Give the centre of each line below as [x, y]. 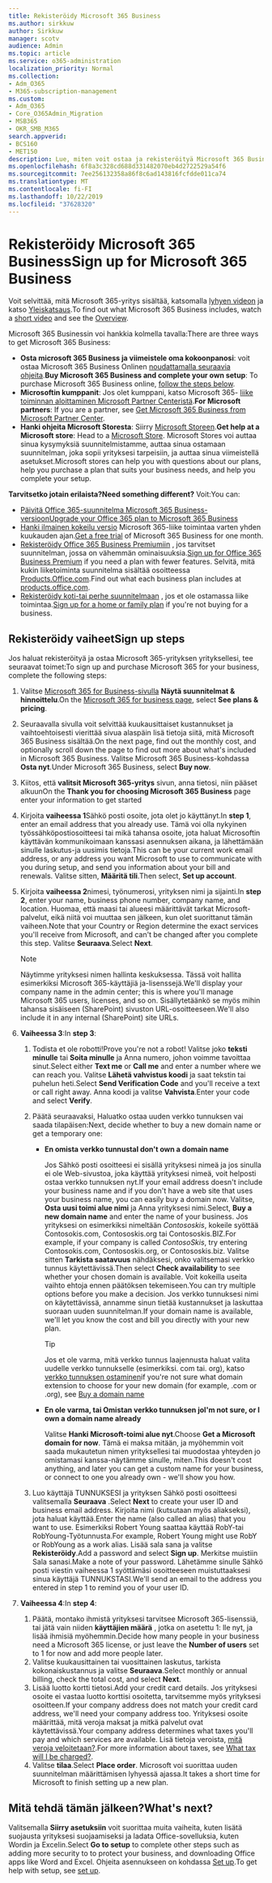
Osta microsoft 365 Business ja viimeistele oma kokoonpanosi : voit [135, 358]
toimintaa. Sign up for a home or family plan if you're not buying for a [134, 605]
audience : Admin [36, 46]
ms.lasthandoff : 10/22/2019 [56, 196]
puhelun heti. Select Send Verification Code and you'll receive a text [146, 1084]
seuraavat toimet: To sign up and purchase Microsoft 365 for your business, [134, 667]
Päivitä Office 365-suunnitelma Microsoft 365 [96, 510]
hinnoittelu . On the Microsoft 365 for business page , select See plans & [139, 700]
